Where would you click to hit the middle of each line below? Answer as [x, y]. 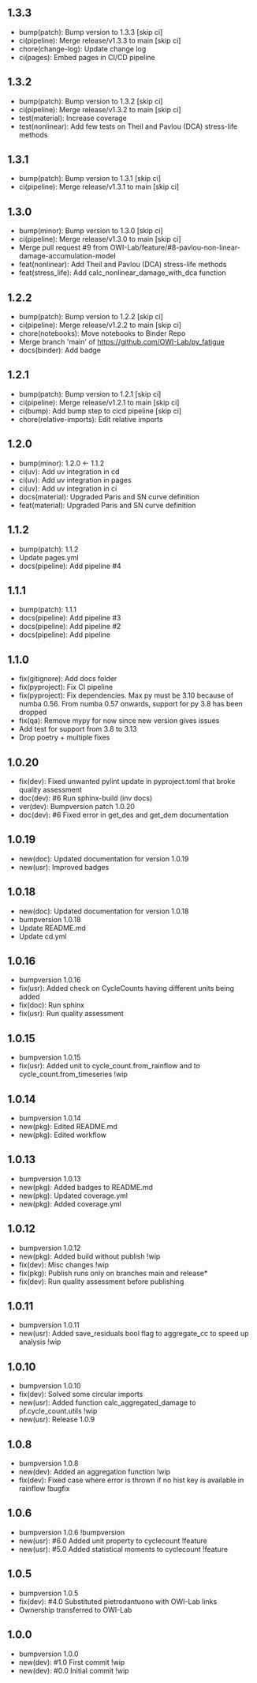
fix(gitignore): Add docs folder [68, 679]
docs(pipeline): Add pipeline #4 [70, 566]
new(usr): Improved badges [64, 867]
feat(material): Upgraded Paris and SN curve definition [107, 505]
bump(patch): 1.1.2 [48, 549]
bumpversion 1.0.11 [49, 1325]
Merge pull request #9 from [63, 247]
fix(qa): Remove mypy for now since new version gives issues [119, 721]
